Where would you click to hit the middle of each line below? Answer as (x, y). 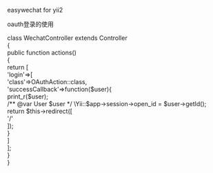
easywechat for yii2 (35, 10)
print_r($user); (28, 96)
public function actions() (42, 52)
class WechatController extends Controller (67, 38)
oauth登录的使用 (30, 24)
